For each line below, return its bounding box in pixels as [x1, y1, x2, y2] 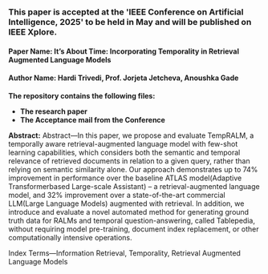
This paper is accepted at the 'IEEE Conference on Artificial [8, 6, 244, 18]
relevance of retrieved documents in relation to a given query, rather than [8, 155, 250, 166]
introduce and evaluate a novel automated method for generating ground [8, 207, 250, 216]
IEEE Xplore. [8, 26, 58, 38]
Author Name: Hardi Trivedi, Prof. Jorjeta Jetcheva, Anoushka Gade [8, 73, 239, 83]
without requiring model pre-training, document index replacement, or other [8, 224, 259, 234]
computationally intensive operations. [8, 232, 132, 242]
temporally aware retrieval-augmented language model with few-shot [8, 139, 238, 148]
